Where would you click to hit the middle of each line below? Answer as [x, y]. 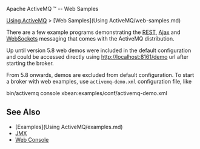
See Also [23, 112]
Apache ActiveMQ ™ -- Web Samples [52, 9]
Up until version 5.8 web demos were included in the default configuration [99, 50]
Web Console [32, 139]
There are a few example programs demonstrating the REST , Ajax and [93, 32]
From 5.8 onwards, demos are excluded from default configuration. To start [100, 75]
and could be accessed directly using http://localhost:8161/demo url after [98, 57]
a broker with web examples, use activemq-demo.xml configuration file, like [99, 81]
